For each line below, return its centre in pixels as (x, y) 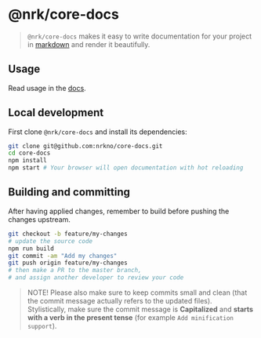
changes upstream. (39, 219)
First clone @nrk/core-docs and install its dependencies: (98, 132)
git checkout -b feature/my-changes (68, 234)
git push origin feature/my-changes (68, 263)
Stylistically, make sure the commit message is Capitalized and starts (140, 309)
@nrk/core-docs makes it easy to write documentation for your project (140, 36)
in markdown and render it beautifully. (89, 44)
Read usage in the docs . (47, 88)
